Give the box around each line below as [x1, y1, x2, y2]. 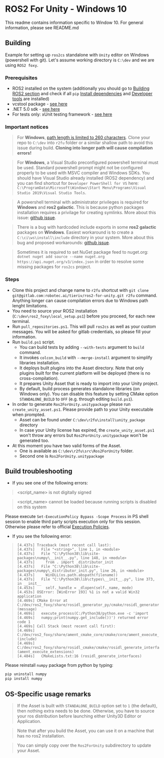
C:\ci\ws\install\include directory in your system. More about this [17, 235, 154, 240]
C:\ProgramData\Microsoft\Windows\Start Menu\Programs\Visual [17, 185, 146, 191]
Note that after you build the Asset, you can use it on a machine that [17, 728, 154, 734]
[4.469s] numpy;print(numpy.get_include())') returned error [17, 616, 149, 620]
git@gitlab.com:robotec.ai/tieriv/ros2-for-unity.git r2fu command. [12, 292, 158, 298]
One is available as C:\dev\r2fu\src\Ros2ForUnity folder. [19, 448, 134, 454]
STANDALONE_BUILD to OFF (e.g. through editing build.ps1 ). [19, 396, 133, 402]
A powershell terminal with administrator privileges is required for [17, 199, 149, 205]
